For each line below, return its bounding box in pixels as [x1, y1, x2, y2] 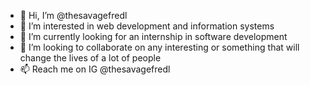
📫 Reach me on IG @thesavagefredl [19, 63, 171, 75]
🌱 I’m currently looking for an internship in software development [19, 31, 288, 42]
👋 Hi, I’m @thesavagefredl [19, 10, 128, 21]
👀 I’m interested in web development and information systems [19, 20, 275, 32]
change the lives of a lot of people [19, 52, 162, 64]
